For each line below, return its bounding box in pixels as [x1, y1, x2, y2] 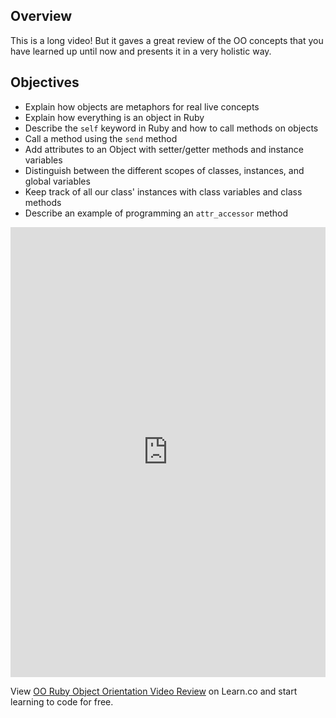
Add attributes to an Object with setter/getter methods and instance [24, 143, 304, 155]
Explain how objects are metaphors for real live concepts [24, 100, 260, 113]
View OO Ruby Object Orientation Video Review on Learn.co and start [10, 685, 298, 697]
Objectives [10, 74, 80, 91]
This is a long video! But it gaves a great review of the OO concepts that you [10, 34, 324, 46]
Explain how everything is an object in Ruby [24, 111, 205, 123]
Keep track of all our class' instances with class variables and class [24, 185, 303, 198]
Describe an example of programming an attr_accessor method [24, 207, 288, 219]
